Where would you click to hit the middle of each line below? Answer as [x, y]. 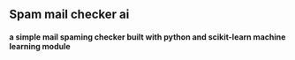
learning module [40, 46]
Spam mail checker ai [69, 15]
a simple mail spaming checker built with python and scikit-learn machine [147, 37]
